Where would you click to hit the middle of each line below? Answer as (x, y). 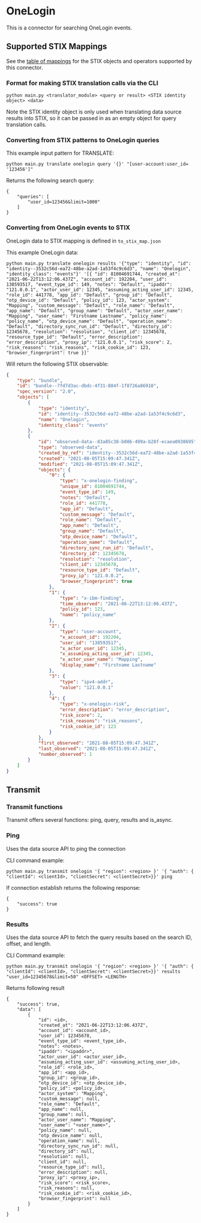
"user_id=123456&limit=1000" (64, 202)
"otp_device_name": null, (70, 1135)
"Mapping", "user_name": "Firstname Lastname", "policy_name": (87, 316)
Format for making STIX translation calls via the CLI (82, 83)
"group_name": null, (64, 1114)
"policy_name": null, (65, 1130)
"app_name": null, (61, 1109)
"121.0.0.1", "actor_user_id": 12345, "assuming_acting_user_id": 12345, (100, 289)
